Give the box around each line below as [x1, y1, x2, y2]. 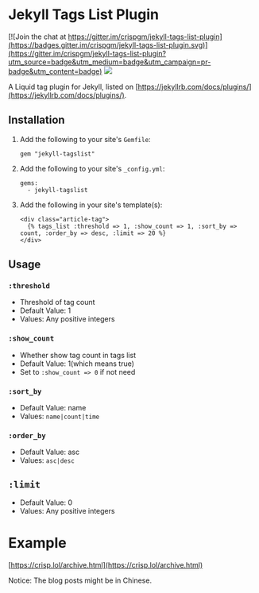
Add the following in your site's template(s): [19, 200, 163, 210]
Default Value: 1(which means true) [19, 359, 135, 368]
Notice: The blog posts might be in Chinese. [8, 576, 153, 585]
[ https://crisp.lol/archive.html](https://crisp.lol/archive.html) [8, 560, 203, 570]
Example [8, 534, 67, 553]
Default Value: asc [19, 447, 80, 457]
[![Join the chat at [8, 32, 67, 41]
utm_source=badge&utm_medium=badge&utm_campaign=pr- [8, 57, 211, 67]
